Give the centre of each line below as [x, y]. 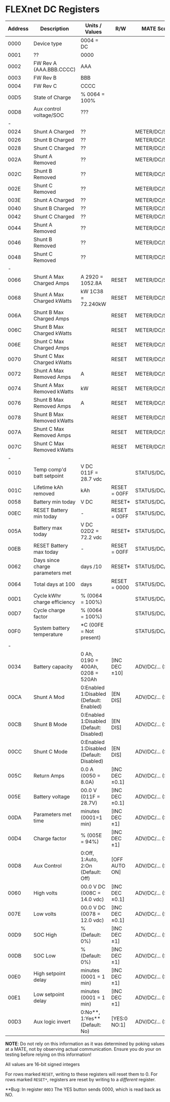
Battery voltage [52, 796]
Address [18, 28]
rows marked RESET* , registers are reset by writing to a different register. [80, 1079]
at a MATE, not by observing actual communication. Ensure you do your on [83, 1049]
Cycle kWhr [48, 595]
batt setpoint [49, 476]
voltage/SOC [49, 115]
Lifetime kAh [49, 487]
